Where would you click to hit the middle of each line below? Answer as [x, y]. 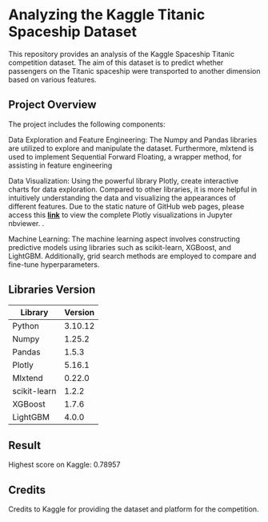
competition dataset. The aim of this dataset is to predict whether [116, 63]
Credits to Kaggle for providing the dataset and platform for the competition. [134, 509]
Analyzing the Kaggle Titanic [107, 15]
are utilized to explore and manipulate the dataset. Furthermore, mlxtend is [131, 148]
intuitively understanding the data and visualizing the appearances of [122, 197]
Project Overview [52, 105]
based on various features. [53, 79]
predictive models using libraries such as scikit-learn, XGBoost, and [120, 247]
